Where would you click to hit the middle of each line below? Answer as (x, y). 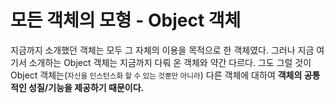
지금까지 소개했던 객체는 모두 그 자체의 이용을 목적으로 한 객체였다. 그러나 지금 (162, 50)
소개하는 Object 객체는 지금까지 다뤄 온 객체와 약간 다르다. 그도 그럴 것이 (170, 62)
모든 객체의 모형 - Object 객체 (126, 20)
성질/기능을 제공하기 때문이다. (86, 87)
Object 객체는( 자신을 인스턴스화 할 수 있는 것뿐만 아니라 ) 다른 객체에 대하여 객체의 (156, 75)
